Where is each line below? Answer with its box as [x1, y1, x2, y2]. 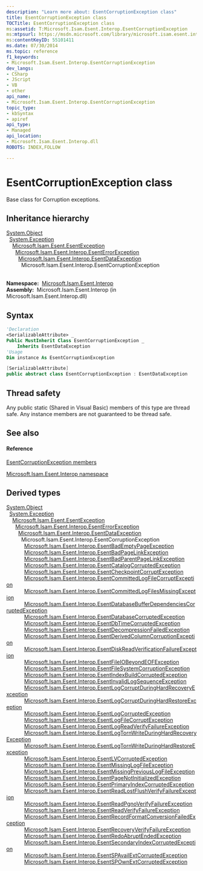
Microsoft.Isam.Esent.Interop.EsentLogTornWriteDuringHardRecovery [24, 729, 197, 737]
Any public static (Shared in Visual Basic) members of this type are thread [6, 404, 190, 411]
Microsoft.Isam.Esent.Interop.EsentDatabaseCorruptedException [24, 613, 185, 620]
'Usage [6, 349, 23, 355]
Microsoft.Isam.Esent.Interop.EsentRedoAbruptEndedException [24, 832, 181, 840]
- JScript [6, 76, 31, 82]
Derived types [6, 488, 61, 498]
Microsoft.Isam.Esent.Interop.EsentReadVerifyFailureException [24, 807, 180, 814]
